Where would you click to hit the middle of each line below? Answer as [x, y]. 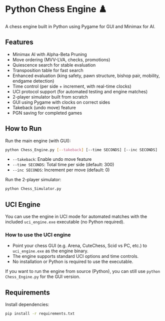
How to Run [23, 128]
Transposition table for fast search [48, 70]
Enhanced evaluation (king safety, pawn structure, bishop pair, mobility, [86, 76]
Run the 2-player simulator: [33, 180]
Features [19, 42]
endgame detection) [33, 81]
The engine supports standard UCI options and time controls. [75, 256]
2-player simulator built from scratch [50, 97]
